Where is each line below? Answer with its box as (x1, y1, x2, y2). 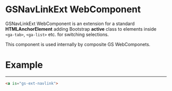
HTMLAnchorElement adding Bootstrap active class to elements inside (5, 26, 157, 32)
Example (5, 59, 43, 71)
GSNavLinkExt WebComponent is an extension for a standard (5, 20, 135, 27)
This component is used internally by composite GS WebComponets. (5, 41, 150, 47)
